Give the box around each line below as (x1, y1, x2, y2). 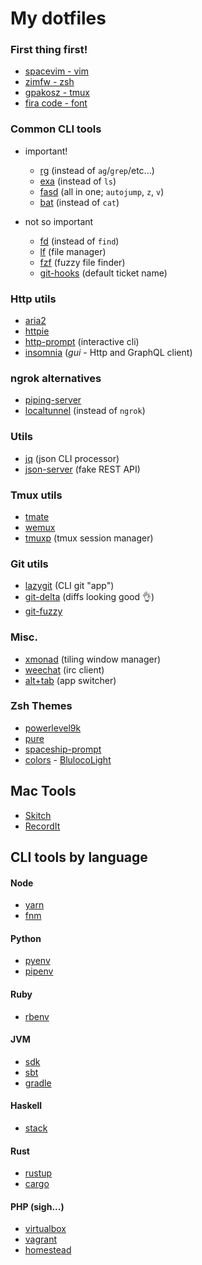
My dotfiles (10, 7, 107, 30)
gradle (24, 1077, 52, 1089)
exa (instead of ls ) (39, 175, 117, 187)
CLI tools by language (10, 849, 148, 866)
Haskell (10, 1100, 43, 1112)
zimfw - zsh (24, 76, 75, 88)
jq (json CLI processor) (24, 452, 120, 464)
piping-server (24, 394, 82, 406)
